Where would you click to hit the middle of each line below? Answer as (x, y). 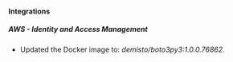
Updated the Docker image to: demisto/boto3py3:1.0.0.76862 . (122, 49)
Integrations (29, 11)
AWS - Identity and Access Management (78, 29)
